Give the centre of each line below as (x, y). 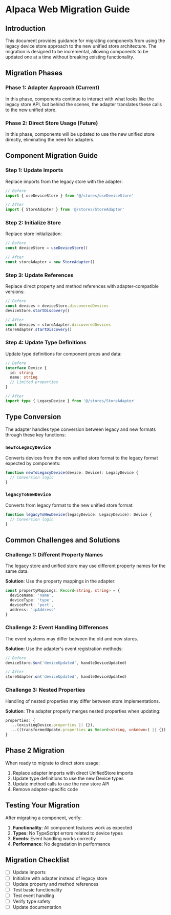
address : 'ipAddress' (33, 610)
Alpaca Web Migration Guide (68, 9)
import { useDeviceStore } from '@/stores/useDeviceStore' (70, 196)
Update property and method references (56, 884)
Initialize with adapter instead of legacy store (60, 878)
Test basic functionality (37, 889)
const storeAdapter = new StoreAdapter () (50, 262)
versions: (15, 292)
